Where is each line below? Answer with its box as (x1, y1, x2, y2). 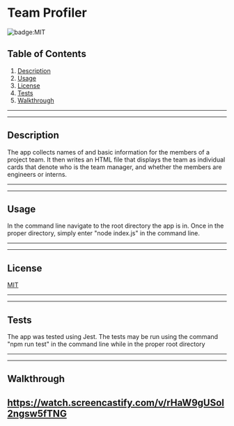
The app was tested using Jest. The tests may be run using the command (7, 333, 218, 340)
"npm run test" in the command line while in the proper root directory (7, 340, 205, 348)
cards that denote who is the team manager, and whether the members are (7, 162, 222, 171)
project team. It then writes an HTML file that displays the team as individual (7, 155, 226, 164)
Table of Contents (7, 48, 87, 60)
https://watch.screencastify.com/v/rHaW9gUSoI (7, 397, 225, 409)
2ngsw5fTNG (7, 407, 68, 419)
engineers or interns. (7, 170, 68, 178)
